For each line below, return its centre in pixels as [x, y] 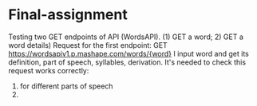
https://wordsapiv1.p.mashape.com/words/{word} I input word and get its [129, 53]
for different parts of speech [66, 86]
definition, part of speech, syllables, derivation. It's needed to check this [127, 62]
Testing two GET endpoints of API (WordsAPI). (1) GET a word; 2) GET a [126, 37]
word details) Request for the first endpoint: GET [88, 45]
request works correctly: [49, 70]
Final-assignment [68, 15]
